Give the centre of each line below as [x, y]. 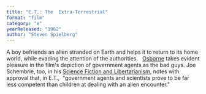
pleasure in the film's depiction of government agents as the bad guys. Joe [101, 65]
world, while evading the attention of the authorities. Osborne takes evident [103, 59]
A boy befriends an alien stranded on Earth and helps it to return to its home [102, 52]
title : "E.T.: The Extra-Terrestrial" [57, 12]
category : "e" [25, 23]
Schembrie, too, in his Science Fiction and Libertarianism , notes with [93, 71]
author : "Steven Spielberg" [42, 35]
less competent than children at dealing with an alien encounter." [88, 85]
